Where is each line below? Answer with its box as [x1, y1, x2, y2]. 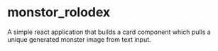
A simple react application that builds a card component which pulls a [7, 28, 211, 36]
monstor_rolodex [7, 4, 111, 21]
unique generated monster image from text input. [7, 35, 151, 43]
